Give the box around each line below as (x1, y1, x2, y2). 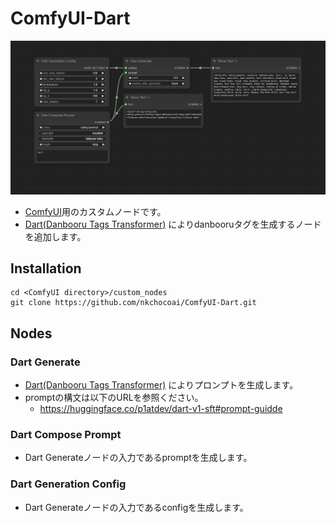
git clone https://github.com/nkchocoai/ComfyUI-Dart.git (10, 298, 257, 308)
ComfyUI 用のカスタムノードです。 (24, 205, 167, 217)
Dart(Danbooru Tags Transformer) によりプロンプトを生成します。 (24, 379, 299, 391)
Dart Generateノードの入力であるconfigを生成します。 (24, 501, 249, 513)
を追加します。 (24, 230, 87, 242)
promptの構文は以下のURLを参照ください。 (24, 392, 204, 404)
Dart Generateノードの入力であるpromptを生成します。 (24, 452, 253, 464)
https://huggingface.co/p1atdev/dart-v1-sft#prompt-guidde (39, 403, 283, 415)
